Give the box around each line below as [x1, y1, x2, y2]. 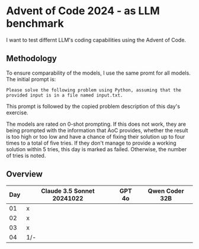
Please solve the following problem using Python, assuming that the [6, 87, 182, 93]
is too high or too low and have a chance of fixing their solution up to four [6, 133, 185, 140]
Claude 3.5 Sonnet [41, 187, 95, 195]
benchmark [6, 17, 64, 30]
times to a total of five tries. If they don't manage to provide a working [6, 139, 176, 146]
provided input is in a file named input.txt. [6, 92, 123, 98]
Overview [6, 169, 43, 179]
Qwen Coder [147, 187, 185, 195]
